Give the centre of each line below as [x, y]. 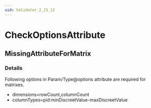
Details [14, 68]
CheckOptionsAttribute [55, 35]
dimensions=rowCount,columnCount [51, 94]
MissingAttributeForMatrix [48, 54]
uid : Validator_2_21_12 [30, 10]
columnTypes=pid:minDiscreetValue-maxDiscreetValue [70, 100]
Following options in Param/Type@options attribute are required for [75, 79]
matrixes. [14, 85]
